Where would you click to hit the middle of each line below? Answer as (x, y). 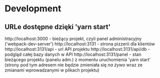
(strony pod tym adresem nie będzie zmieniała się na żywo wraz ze (74, 65)
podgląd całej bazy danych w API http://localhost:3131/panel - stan (73, 54)
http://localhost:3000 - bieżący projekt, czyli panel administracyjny (73, 39)
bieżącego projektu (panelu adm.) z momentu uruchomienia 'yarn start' (78, 59)
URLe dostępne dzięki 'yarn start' (58, 27)
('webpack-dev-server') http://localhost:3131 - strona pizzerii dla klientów (80, 44)
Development (33, 9)
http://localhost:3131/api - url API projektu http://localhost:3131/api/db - (77, 49)
